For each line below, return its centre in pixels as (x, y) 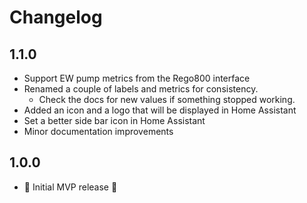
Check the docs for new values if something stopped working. (167, 99)
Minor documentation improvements (98, 131)
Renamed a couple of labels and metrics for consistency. (141, 89)
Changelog (56, 17)
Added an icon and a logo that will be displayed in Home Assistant (160, 110)
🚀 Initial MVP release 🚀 (70, 187)
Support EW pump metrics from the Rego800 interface (137, 78)
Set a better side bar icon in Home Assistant (114, 120)
